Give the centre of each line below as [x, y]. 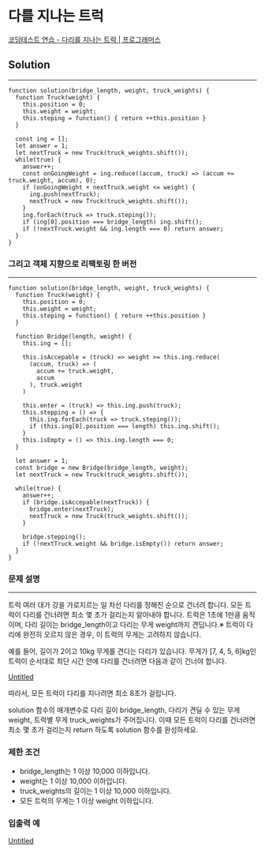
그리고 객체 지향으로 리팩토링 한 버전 [73, 264]
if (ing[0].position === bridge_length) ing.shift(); [112, 222]
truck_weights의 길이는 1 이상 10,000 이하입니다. [95, 791]
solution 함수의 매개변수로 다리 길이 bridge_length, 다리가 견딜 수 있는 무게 [124, 710]
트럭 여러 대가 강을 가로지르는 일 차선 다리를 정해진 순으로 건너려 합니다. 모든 [126, 605]
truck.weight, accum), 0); [52, 180]
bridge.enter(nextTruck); [71, 509]
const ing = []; [42, 139]
